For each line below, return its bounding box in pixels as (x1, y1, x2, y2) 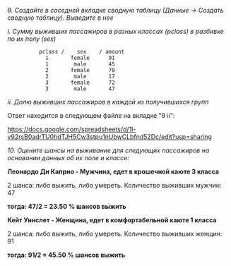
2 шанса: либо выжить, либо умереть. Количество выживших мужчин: (7, 181, 222, 189)
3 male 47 (45, 85, 115, 92)
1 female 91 (45, 54, 115, 61)
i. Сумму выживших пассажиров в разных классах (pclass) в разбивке (7, 28, 224, 35)
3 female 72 (45, 79, 115, 86)
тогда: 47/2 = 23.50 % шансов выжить (7, 202, 126, 210)
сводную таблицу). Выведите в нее (7, 13, 114, 22)
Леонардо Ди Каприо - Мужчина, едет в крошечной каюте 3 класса (7, 167, 220, 176)
